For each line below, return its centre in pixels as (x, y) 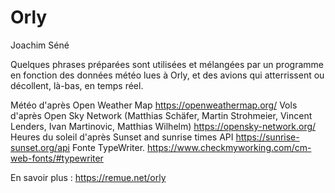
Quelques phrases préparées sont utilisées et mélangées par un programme (167, 64)
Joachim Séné (40, 45)
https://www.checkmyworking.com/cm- (229, 147)
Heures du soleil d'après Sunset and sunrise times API (122, 137)
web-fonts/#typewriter (57, 158)
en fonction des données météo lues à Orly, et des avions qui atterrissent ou (167, 75)
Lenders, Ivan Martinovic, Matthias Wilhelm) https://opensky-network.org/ (163, 126)
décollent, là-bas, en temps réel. (77, 85)
